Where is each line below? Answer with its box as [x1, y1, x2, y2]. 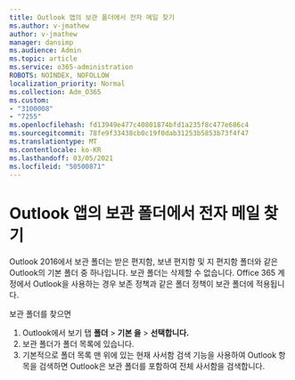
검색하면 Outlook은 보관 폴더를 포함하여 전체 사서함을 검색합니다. [38, 361, 266, 372]
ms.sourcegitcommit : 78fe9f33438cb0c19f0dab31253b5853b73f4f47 [9, 129, 250, 138]
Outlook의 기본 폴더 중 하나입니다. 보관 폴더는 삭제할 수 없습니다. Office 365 [9, 268, 276, 279]
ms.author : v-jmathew [9, 21, 90, 30]
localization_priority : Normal [9, 79, 126, 88]
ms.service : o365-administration [9, 63, 134, 72]
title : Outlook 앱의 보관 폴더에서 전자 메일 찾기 [9, 12, 176, 22]
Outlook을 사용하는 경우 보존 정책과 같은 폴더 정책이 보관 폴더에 [32, 279, 254, 289]
